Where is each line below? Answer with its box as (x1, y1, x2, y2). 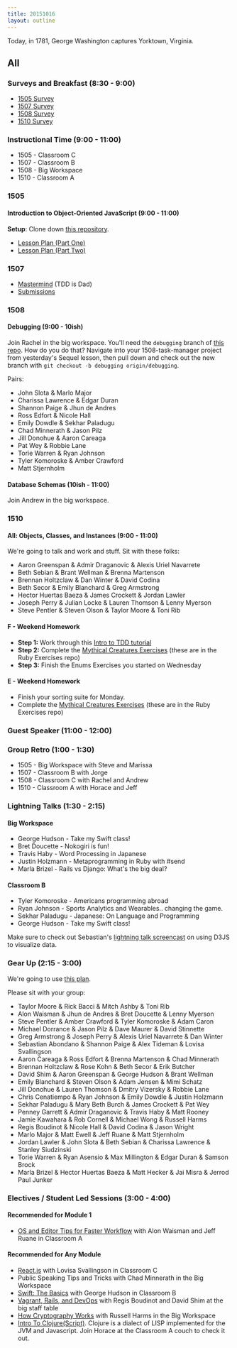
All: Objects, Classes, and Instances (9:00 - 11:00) (7, 531, 158, 539)
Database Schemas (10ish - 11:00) (7, 480, 110, 488)
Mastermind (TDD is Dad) (17, 280, 92, 288)
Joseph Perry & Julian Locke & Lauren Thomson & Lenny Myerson (17, 598, 211, 607)
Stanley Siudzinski (17, 1145, 72, 1154)
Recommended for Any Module (7, 1250, 101, 1259)
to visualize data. (7, 941, 57, 949)
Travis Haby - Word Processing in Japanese (17, 850, 147, 858)
